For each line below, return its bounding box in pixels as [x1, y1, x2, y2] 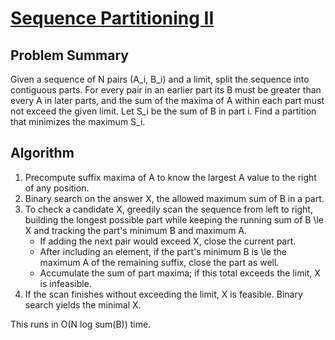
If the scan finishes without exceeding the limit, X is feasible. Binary [24, 288, 303, 300]
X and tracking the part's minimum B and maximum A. [24, 224, 248, 236]
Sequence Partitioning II [10, 7, 215, 30]
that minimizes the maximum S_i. [10, 116, 146, 127]
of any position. [24, 182, 90, 194]
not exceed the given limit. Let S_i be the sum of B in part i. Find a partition [10, 105, 317, 117]
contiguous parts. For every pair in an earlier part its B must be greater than [10, 84, 322, 96]
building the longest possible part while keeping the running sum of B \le [24, 213, 325, 226]
